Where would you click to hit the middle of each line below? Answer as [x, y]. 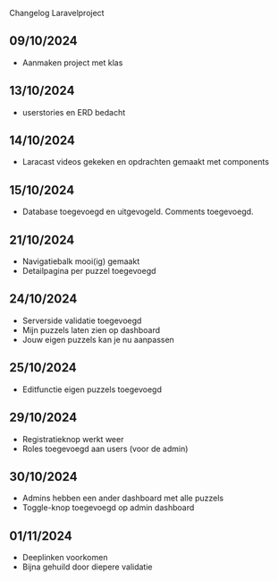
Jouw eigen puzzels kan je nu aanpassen [98, 339]
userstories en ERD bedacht [74, 112]
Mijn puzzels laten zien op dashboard [91, 329]
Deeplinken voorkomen [65, 558]
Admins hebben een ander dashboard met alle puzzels [123, 498]
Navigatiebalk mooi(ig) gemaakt [81, 261]
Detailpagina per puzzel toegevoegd [89, 271]
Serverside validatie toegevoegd [82, 320]
